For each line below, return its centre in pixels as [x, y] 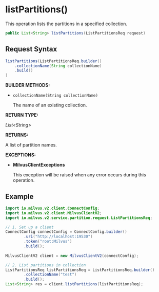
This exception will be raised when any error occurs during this [79, 175]
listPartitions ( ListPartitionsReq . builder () [54, 61]
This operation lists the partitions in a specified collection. [66, 24]
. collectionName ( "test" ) [50, 275]
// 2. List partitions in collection [46, 265]
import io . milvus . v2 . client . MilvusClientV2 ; [54, 213]
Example [19, 196]
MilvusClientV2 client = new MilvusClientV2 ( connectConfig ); [72, 255]
